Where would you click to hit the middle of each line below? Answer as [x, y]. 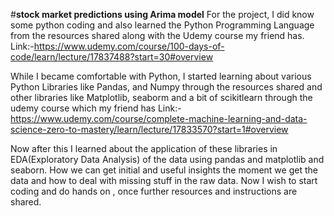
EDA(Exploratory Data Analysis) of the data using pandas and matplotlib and [167, 159]
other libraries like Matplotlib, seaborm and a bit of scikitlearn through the [161, 97]
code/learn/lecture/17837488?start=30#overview [112, 57]
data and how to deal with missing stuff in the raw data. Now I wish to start [164, 180]
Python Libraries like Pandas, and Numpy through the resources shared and [166, 87]
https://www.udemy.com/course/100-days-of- [129, 46]
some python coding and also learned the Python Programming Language [162, 25]
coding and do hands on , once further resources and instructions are [154, 191]
